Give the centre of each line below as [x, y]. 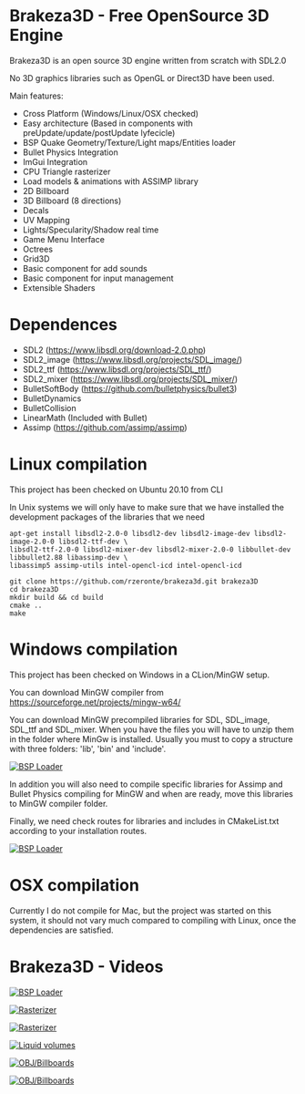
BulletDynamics [52, 398]
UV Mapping [46, 220]
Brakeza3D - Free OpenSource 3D [140, 16]
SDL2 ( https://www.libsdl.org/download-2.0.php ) [114, 350]
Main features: [36, 96]
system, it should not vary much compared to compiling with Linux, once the [153, 920]
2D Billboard [46, 191]
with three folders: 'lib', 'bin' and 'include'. [88, 748]
